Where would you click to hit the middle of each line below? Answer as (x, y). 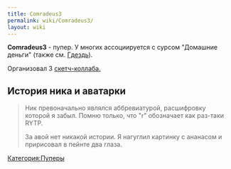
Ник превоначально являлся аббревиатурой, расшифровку (115, 108)
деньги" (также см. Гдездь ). (50, 55)
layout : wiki (27, 27)
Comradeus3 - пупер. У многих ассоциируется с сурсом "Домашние (113, 48)
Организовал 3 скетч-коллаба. (54, 69)
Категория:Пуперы (36, 158)
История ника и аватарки (67, 91)
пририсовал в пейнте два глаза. (73, 145)
